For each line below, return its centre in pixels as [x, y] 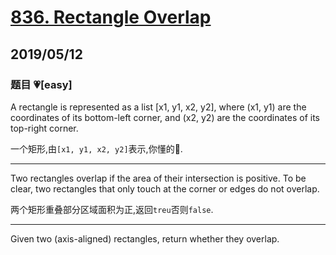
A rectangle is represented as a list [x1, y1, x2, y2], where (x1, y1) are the [158, 107]
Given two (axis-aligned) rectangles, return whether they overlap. [145, 238]
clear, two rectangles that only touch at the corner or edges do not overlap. [165, 188]
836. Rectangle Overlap [111, 17]
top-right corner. [44, 128]
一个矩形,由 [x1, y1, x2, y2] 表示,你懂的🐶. [96, 148]
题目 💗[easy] [41, 84]
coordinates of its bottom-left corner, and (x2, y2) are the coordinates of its [165, 117]
